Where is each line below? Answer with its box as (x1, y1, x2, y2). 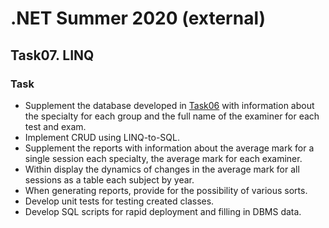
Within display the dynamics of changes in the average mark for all (24, 163, 300, 175)
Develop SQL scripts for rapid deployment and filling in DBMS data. (24, 205, 302, 217)
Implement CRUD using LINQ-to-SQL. (24, 131, 180, 143)
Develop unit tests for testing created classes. (24, 195, 215, 207)
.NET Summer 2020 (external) (10, 7, 267, 30)
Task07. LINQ (10, 47, 95, 64)
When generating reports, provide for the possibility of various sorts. (24, 184, 308, 196)
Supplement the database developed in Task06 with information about (24, 99, 315, 111)
